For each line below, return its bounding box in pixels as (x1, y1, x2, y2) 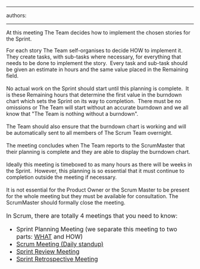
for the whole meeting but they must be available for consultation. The (6, 193, 179, 200)
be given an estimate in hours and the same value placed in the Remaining (6, 66, 189, 73)
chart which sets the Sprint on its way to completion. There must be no (6, 98, 182, 104)
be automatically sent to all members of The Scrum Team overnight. (6, 129, 173, 136)
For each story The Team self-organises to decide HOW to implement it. (6, 47, 183, 54)
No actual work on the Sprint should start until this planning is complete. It (6, 85, 189, 92)
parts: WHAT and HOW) (16, 233, 83, 240)
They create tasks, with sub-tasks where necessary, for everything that (6, 53, 182, 60)
